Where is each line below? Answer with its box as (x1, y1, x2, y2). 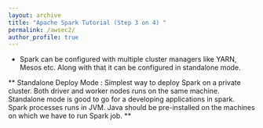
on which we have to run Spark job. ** (8, 111, 132, 121)
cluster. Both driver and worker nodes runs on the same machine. (8, 87, 220, 96)
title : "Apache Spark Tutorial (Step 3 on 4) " (8, 19, 167, 27)
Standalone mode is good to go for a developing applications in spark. (8, 94, 236, 104)
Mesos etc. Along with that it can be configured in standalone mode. (19, 63, 241, 73)
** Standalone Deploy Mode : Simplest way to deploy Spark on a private (8, 78, 241, 87)
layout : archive (8, 11, 61, 20)
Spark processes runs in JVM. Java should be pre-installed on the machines (8, 103, 255, 112)
